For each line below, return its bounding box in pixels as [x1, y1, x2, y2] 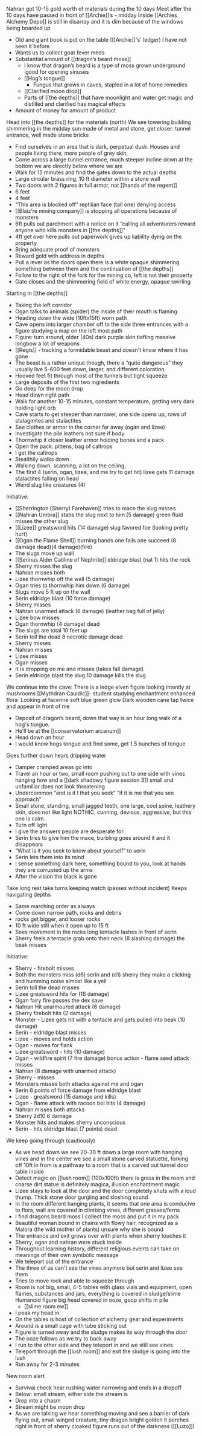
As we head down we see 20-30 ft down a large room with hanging [14, 1149, 183, 1155]
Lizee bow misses [14, 614, 60, 621]
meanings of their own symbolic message [14, 1252, 119, 1258]
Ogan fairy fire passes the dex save [14, 997, 104, 1004]
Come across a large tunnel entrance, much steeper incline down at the [14, 156, 193, 163]
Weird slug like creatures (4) [14, 481, 86, 489]
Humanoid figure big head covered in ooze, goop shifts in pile [14, 1296, 169, 1304]
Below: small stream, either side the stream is [14, 1391, 128, 1397]
